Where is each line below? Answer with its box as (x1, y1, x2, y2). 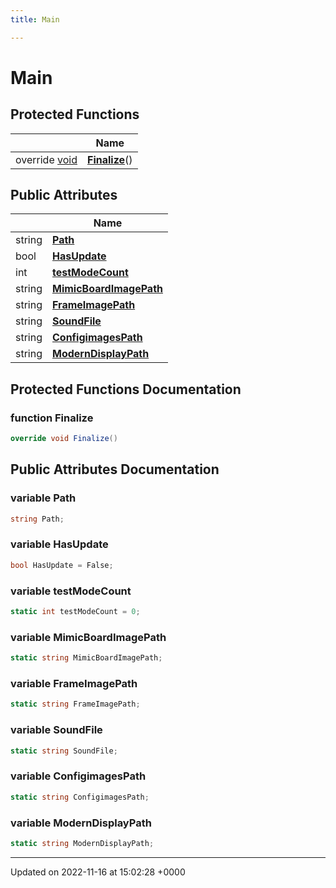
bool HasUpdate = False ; (10, 560, 114, 570)
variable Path (10, 491, 77, 505)
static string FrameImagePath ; (10, 699, 141, 710)
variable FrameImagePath (10, 677, 138, 690)
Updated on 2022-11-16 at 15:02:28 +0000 (10, 866, 186, 878)
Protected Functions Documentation (10, 381, 242, 398)
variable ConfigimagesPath (10, 769, 147, 783)
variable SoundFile (10, 723, 103, 737)
